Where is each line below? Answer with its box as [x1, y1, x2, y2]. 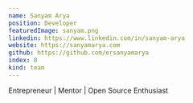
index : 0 [8, 57, 38, 65]
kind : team [8, 64, 45, 72]
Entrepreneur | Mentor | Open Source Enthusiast [8, 85, 169, 95]
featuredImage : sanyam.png [8, 26, 99, 34]
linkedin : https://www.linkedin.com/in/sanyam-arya [8, 34, 185, 42]
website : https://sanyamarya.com [8, 42, 121, 50]
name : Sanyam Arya [8, 11, 70, 20]
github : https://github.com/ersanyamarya [8, 49, 150, 57]
